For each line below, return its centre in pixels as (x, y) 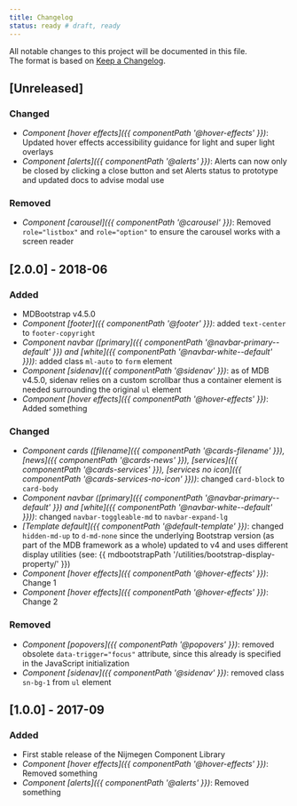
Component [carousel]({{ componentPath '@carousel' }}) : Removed (146, 222)
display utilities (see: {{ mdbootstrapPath (96, 555)
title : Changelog (41, 17)
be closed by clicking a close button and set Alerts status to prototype (150, 171)
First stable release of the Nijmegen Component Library (124, 754)
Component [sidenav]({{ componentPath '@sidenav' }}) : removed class (153, 673)
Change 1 (39, 583)
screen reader (47, 242)
